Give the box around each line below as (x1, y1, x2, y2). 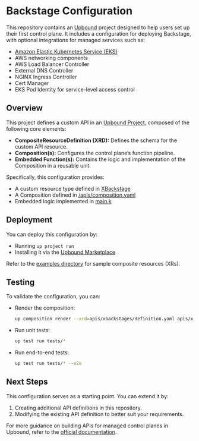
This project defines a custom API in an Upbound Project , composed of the (6, 119, 190, 126)
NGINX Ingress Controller (14, 73, 77, 80)
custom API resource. (14, 143, 68, 150)
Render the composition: (14, 304, 75, 311)
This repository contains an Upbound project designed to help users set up (6, 24, 190, 31)
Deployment (6, 215, 53, 225)
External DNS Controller (14, 67, 74, 74)
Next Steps (6, 377, 48, 387)
